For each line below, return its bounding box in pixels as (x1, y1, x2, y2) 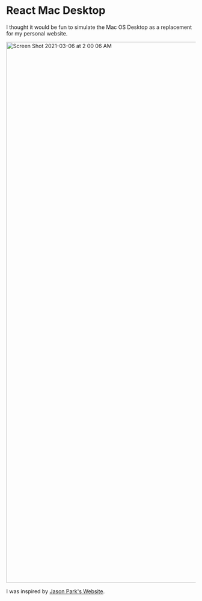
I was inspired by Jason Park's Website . (6, 587, 105, 595)
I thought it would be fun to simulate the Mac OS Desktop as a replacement (6, 23, 192, 31)
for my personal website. (6, 29, 68, 37)
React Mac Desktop (6, 4, 106, 17)
